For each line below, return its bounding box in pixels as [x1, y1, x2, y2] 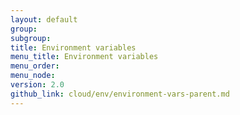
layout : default [10, 14, 78, 25]
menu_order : [10, 61, 60, 71]
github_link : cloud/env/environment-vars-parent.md [10, 89, 230, 99]
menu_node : [10, 71, 56, 81]
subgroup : [10, 33, 52, 43]
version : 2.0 [10, 80, 65, 90]
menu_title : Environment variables [10, 52, 159, 62]
